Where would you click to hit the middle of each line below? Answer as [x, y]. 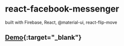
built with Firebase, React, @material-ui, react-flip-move [61, 22]
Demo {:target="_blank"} [43, 38]
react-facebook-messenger [62, 9]
